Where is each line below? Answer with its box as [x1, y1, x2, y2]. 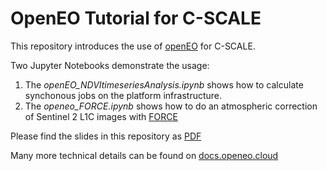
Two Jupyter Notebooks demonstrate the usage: [10, 59, 210, 71]
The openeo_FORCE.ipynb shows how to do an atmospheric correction [24, 100, 318, 112]
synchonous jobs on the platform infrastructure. [24, 89, 223, 101]
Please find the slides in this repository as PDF [10, 130, 202, 142]
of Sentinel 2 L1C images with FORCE [24, 110, 178, 122]
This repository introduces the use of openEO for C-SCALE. [10, 40, 256, 52]
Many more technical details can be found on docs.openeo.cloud [10, 149, 279, 161]
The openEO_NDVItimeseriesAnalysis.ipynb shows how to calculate [24, 78, 304, 91]
